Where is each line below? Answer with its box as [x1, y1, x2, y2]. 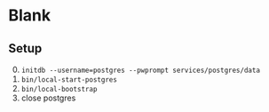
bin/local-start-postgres [20, 76, 117, 84]
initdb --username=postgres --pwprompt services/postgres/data [20, 66, 261, 75]
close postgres [20, 92, 76, 103]
